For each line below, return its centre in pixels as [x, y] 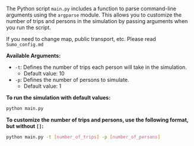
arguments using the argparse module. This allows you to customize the [94, 15]
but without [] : [25, 126]
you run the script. [29, 27]
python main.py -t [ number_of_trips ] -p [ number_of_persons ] [83, 137]
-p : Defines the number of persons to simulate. [72, 80]
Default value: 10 [44, 73]
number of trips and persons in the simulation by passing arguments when [97, 21]
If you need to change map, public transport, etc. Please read [81, 39]
